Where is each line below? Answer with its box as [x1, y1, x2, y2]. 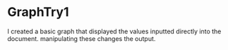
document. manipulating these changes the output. [7, 34, 156, 42]
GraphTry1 [7, 4, 69, 20]
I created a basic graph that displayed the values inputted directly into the [7, 27, 222, 35]
